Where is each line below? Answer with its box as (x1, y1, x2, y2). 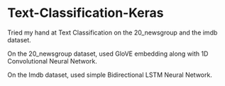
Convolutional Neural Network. (7, 56, 97, 65)
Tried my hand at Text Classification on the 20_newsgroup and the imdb (7, 28, 218, 37)
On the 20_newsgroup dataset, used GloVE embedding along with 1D (7, 49, 209, 58)
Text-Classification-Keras (7, 5, 164, 21)
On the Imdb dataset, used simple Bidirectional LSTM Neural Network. (7, 70, 213, 79)
